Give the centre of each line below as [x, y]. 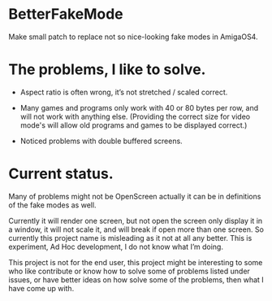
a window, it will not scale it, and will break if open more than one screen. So [136, 229]
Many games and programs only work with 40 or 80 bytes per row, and [139, 107]
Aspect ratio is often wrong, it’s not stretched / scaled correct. [124, 92]
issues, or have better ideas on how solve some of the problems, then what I [136, 279]
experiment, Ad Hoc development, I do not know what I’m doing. [116, 246]
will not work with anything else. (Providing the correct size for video [135, 116]
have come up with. [41, 288]
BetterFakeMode [66, 14]
